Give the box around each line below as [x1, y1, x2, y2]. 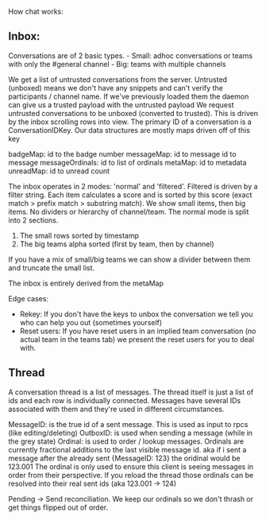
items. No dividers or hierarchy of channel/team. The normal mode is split [8, 207, 249, 216]
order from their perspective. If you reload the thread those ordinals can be [8, 470, 254, 479]
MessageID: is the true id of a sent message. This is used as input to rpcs [8, 419, 249, 429]
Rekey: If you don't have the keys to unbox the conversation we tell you [19, 309, 253, 319]
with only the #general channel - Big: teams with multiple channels [8, 59, 226, 68]
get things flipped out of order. [8, 503, 109, 512]
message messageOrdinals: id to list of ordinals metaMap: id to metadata [8, 157, 247, 167]
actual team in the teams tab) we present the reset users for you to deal [19, 334, 254, 344]
